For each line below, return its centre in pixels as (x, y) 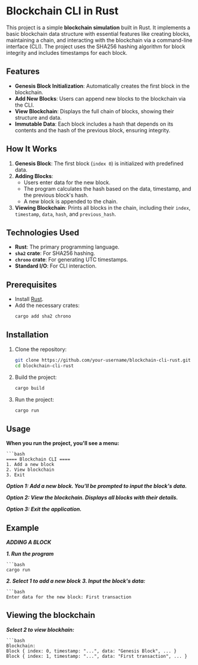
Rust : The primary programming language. (67, 247)
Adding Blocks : (34, 176)
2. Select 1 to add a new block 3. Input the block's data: (76, 581)
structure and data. (38, 117)
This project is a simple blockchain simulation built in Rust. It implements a (98, 27)
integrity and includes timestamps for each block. (67, 52)
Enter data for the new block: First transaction (69, 597)
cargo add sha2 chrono (43, 316)
